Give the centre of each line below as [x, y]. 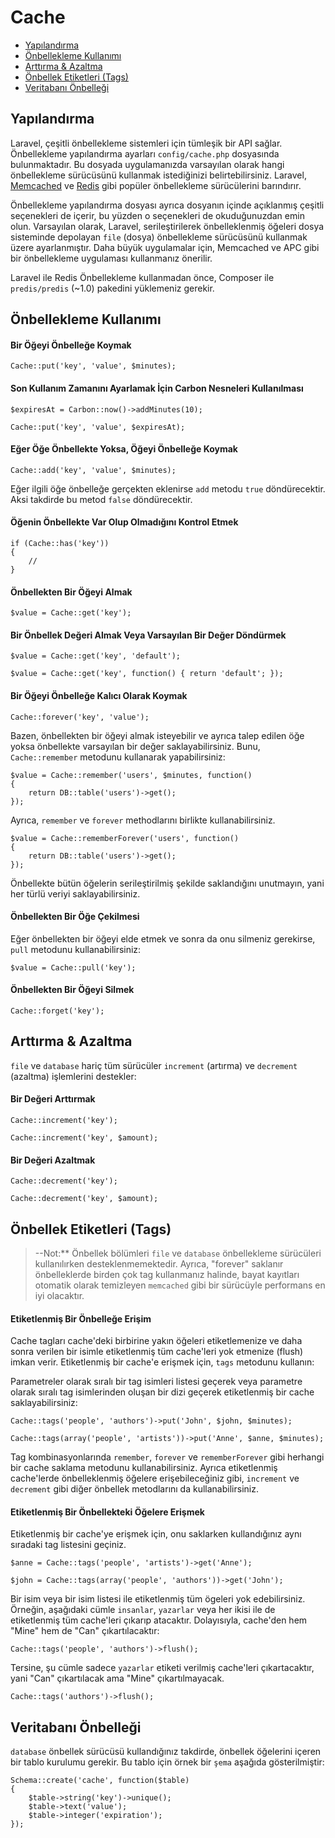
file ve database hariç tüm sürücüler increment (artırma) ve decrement [154, 1065]
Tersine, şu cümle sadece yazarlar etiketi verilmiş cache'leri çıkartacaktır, [162, 1668]
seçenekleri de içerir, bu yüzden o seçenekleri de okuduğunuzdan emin [157, 215]
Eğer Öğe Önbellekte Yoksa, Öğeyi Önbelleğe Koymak [124, 449]
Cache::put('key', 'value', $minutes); [93, 366]
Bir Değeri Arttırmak [53, 1099]
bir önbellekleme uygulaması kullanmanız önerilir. [111, 258]
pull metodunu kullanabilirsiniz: [76, 949]
